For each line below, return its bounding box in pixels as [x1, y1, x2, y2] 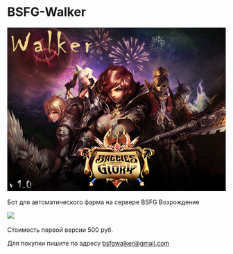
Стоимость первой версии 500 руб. [7, 226, 113, 234]
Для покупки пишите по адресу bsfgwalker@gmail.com [7, 239, 170, 247]
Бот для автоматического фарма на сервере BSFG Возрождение [7, 198, 200, 206]
